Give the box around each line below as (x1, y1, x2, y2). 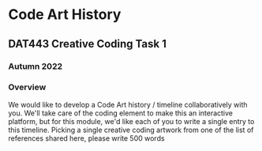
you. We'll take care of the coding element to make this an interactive (8, 108, 233, 118)
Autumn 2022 (8, 61, 63, 72)
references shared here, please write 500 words (8, 133, 165, 143)
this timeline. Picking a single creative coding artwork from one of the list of (8, 125, 254, 134)
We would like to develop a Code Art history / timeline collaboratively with (8, 100, 248, 109)
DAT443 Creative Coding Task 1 (8, 37, 167, 51)
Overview (8, 81, 47, 92)
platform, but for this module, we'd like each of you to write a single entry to (8, 116, 255, 126)
